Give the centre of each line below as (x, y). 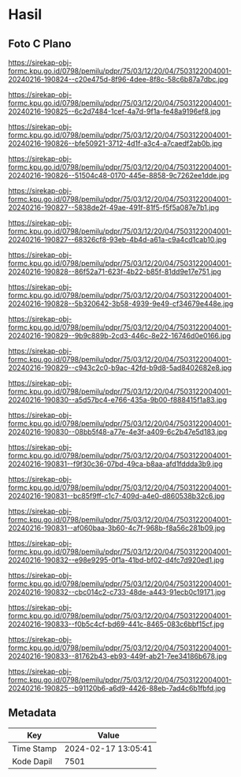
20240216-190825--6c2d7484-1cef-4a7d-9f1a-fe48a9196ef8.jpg (115, 111)
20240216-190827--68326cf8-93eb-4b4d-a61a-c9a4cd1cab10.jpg (117, 239)
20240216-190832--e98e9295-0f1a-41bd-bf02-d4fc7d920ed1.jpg (116, 560)
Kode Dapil (32, 761)
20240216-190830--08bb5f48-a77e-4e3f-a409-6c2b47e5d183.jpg (118, 432)
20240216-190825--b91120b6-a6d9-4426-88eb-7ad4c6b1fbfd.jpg (117, 688)
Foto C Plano (40, 44)
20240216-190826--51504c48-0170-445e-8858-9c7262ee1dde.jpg (119, 176)
